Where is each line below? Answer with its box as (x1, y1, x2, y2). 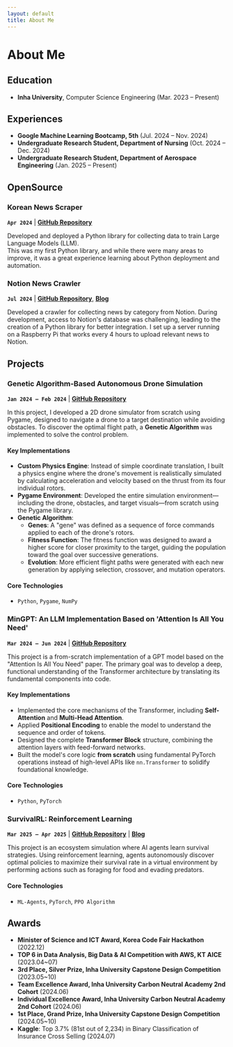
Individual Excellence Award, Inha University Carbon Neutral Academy (17, 995, 226, 1004)
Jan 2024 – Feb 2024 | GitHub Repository (7, 395, 127, 403)
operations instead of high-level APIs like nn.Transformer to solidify (17, 758, 210, 766)
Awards (7, 917, 42, 929)
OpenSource (7, 181, 63, 193)
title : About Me (7, 17, 54, 24)
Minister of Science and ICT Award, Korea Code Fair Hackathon (17, 935, 204, 945)
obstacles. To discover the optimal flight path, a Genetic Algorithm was (7, 422, 213, 431)
